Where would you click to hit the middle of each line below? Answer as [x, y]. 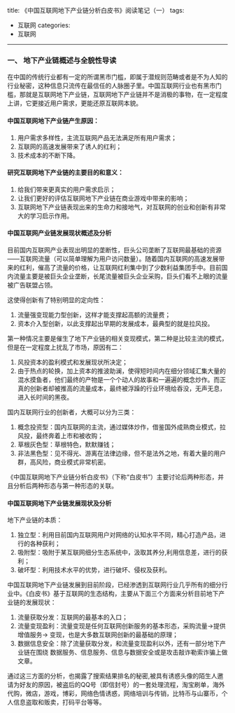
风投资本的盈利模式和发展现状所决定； [72, 362]
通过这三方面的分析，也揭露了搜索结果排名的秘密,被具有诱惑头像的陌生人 [113, 676]
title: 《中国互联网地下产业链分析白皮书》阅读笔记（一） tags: [96, 10]
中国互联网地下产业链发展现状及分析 [59, 503]
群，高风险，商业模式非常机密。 [63, 462]
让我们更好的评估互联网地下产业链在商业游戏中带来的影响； [103, 198]
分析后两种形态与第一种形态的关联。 [65, 485]
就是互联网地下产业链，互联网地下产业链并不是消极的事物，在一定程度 [127, 95]
